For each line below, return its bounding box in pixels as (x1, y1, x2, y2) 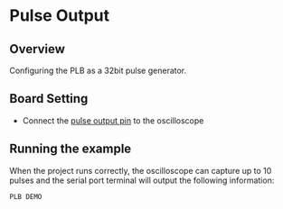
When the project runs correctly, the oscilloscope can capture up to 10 (9, 165, 272, 176)
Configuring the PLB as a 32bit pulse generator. (9, 65, 187, 76)
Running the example (9, 141, 132, 157)
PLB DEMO (9, 192, 42, 201)
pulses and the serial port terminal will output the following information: (9, 175, 275, 186)
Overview (9, 41, 66, 57)
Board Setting (9, 91, 89, 106)
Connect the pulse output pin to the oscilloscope (22, 114, 204, 126)
